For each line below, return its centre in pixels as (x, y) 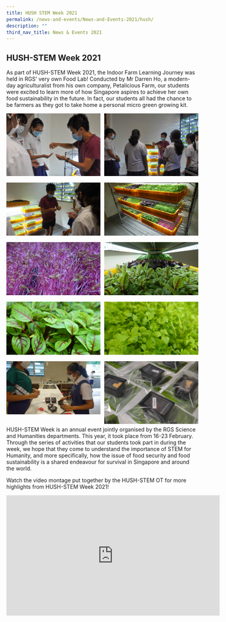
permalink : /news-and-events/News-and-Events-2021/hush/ (80, 19)
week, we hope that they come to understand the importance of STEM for (99, 449)
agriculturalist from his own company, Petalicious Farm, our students (104, 86)
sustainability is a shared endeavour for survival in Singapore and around (98, 462)
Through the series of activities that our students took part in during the (96, 442)
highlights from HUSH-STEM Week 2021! (58, 487)
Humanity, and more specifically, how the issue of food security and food (98, 456)
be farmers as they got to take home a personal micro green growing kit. (97, 105)
